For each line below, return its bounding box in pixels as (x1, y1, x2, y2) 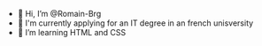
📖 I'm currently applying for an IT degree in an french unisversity (17, 18, 254, 28)
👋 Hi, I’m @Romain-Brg (17, 9, 102, 19)
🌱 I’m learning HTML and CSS (17, 27, 127, 37)
